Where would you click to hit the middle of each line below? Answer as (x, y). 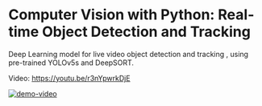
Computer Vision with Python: (112, 15)
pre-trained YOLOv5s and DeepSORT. (71, 63)
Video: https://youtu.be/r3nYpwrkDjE (69, 78)
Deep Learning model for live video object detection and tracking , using (128, 54)
